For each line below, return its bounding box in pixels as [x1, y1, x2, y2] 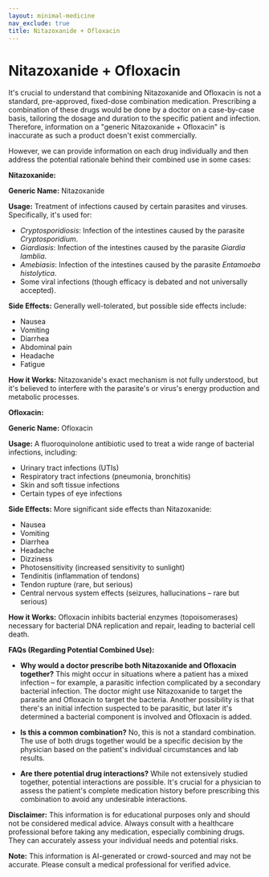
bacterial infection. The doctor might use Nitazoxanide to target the [19, 686, 243, 696]
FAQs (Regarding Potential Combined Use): [8, 645, 155, 655]
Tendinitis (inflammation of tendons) [19, 571, 141, 581]
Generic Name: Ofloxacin [8, 423, 94, 433]
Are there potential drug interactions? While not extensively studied [19, 769, 248, 779]
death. [8, 629, 30, 640]
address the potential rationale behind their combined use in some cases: [8, 154, 251, 165]
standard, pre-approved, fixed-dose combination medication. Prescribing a [8, 97, 257, 106]
